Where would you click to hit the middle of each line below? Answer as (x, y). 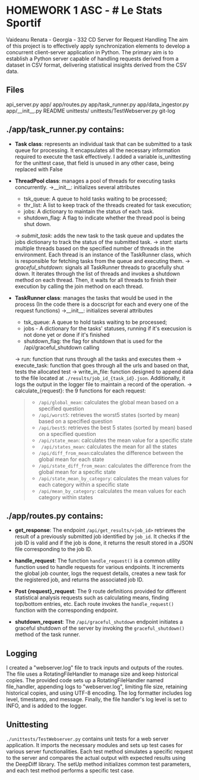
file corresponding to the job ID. (53, 549)
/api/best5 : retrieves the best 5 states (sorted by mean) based (115, 428)
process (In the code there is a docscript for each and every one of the (102, 304)
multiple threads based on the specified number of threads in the (94, 248)
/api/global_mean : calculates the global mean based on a (108, 402)
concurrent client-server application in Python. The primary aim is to (90, 52)
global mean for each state (71, 459)
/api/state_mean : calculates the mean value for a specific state (116, 440)
